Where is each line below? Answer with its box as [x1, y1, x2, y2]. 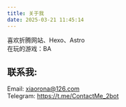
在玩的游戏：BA [7, 44, 51, 52]
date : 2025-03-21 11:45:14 [7, 16, 84, 23]
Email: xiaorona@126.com [7, 85, 80, 93]
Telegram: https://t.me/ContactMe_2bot [7, 92, 119, 100]
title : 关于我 [7, 10, 45, 17]
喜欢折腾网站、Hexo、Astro [7, 35, 86, 44]
